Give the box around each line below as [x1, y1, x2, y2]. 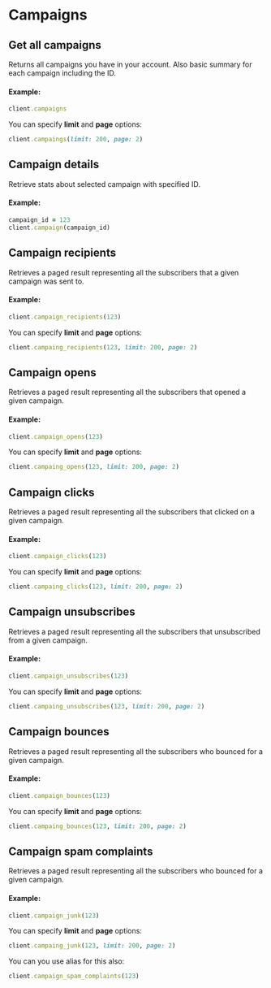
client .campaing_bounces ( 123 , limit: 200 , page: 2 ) [8, 822, 187, 830]
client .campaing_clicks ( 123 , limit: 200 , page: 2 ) [8, 583, 183, 591]
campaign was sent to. [8, 276, 84, 286]
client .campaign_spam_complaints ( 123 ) [8, 973, 140, 981]
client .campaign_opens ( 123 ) [8, 432, 104, 440]
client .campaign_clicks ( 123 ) [8, 552, 107, 561]
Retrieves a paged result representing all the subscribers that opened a [8, 388, 246, 397]
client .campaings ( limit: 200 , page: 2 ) [8, 136, 144, 144]
